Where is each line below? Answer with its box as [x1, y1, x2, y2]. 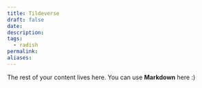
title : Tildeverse [7, 10, 60, 17]
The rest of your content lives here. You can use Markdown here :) [7, 73, 196, 81]
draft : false [7, 16, 45, 23]
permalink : [7, 48, 38, 55]
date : [7, 23, 23, 29]
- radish [13, 42, 38, 48]
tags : [7, 35, 23, 42]
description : [7, 29, 45, 36]
